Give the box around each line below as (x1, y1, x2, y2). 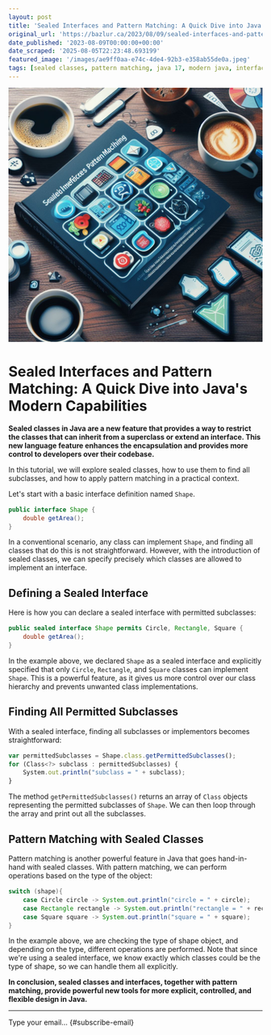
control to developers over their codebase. (8, 449, 155, 459)
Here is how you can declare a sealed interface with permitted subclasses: (8, 607, 256, 617)
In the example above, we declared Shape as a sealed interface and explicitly (8, 656, 262, 666)
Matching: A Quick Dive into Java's (8, 380, 248, 399)
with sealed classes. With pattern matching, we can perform (27, 862, 227, 871)
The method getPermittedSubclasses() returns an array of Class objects (8, 791, 248, 802)
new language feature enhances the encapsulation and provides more (8, 440, 248, 450)
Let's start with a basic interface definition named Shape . (8, 489, 195, 499)
